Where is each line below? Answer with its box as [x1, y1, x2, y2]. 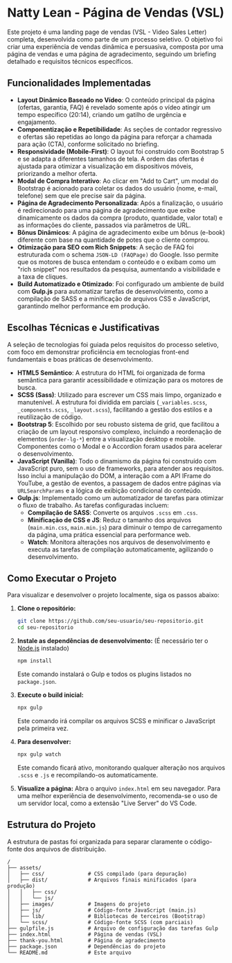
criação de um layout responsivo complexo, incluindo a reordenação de [17, 427, 222, 436]
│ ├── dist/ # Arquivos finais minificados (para [7, 876, 197, 883]
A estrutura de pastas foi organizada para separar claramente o [7, 837, 188, 846]
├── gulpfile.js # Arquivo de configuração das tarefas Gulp [7, 925, 218, 932]
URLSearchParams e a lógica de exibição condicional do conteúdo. [17, 486, 202, 495]
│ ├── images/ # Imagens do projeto [7, 901, 150, 908]
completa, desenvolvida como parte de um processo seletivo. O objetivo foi [7, 35, 223, 43]
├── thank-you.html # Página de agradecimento [7, 937, 166, 944]
